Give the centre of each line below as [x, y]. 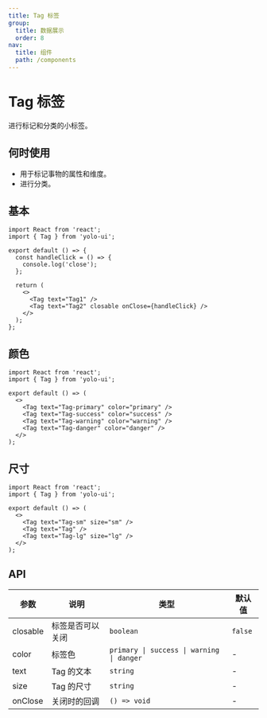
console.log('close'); [60, 265]
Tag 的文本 [72, 671]
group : [19, 23]
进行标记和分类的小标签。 [50, 125]
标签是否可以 [75, 626]
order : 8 [30, 38]
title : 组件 [34, 53]
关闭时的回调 [75, 701]
